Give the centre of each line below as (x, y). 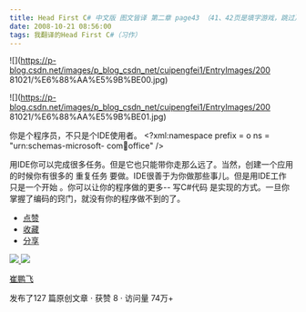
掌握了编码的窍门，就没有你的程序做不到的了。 (97, 199)
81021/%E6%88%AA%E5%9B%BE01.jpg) (88, 117)
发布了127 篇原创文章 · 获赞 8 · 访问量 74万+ (92, 298)
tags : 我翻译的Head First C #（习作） (76, 35)
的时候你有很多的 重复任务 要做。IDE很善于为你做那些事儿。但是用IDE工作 (148, 176)
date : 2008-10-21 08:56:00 (61, 26)
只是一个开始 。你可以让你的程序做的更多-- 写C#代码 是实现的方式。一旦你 (149, 187)
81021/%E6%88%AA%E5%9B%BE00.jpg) (89, 80)
